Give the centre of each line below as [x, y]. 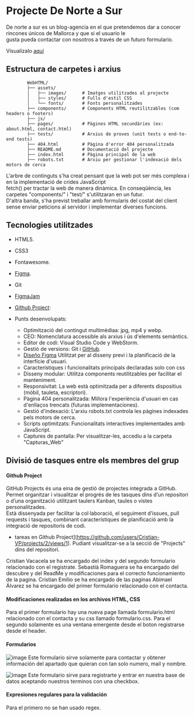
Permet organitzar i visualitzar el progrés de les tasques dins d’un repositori [97, 495]
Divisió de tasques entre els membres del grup [93, 460]
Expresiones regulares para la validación [57, 695]
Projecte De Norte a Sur [64, 11]
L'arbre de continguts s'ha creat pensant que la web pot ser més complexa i [97, 175]
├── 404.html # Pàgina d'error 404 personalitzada [101, 144]
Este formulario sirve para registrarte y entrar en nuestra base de [107, 675]
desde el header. [26, 631]
